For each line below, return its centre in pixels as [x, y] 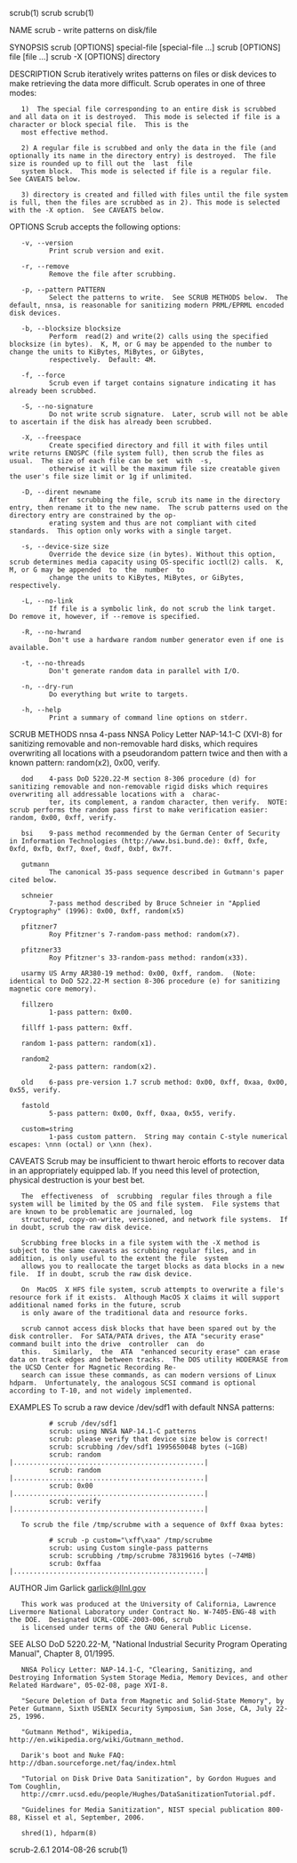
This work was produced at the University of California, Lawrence [148, 1604]
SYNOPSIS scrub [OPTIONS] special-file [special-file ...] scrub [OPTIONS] [145, 47]
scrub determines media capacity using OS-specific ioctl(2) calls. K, [147, 562]
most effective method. [65, 132]
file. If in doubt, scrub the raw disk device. [101, 1274]
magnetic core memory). [53, 989]
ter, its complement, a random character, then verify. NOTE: [169, 802]
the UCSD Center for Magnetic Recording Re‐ [93, 1368]
